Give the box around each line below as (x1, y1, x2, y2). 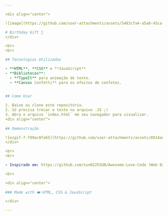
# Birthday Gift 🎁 (5, 29, 43, 35)
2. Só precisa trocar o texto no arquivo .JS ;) (5, 107, 108, 112)
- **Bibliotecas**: (5, 70, 46, 75)
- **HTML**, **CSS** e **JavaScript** (5, 66, 86, 71)
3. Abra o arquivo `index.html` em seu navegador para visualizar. (5, 112, 149, 117)
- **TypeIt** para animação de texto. (9, 75, 91, 80)
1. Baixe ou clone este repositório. (5, 103, 84, 108)
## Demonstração (5, 126, 39, 131)
